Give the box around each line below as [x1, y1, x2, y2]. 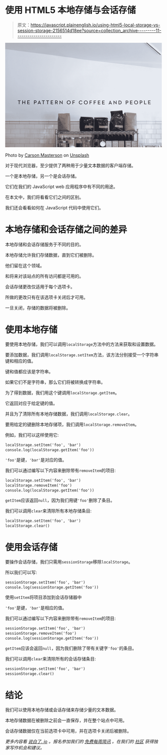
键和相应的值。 [5, 358, 36, 364]
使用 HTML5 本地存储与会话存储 [5, 4, 136, 16]
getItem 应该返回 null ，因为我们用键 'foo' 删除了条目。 [5, 497, 115, 503]
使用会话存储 [5, 542, 58, 553]
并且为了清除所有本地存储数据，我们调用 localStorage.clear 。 [5, 411, 133, 417]
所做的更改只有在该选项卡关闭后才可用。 [5, 294, 88, 300]
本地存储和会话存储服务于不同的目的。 [5, 241, 83, 247]
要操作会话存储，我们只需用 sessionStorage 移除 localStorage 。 [5, 559, 133, 565]
